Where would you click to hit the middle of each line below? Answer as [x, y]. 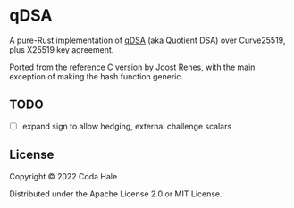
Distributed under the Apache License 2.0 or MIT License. [116, 194]
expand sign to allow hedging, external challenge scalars [127, 126]
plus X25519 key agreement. [62, 49]
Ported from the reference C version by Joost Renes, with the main [132, 67]
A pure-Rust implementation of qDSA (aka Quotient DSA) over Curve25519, [147, 40]
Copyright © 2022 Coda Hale [63, 176]
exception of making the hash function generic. [97, 76]
